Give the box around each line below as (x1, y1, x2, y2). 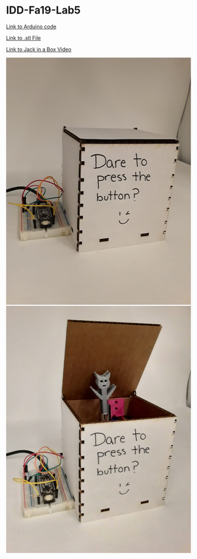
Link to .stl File (6, 34, 41, 41)
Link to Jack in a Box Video (6, 45, 72, 53)
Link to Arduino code (6, 23, 57, 30)
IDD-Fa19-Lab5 (6, 4, 81, 17)
